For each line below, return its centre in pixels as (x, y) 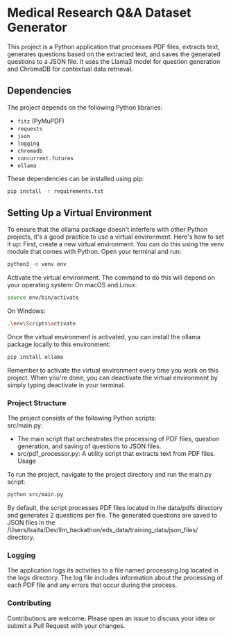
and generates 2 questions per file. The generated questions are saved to (112, 516)
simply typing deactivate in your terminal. (66, 385)
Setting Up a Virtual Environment (80, 213)
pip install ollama (35, 357)
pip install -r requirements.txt (55, 191)
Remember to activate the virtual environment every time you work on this (113, 370)
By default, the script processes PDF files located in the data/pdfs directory (115, 508)
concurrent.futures (45, 158)
